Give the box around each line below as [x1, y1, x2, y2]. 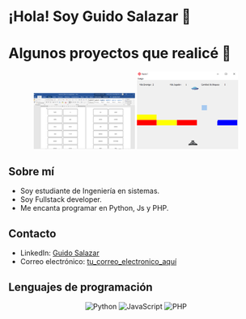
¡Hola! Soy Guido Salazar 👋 [8, 7, 192, 26]
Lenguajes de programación [8, 280, 153, 294]
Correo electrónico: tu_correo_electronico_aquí [19, 257, 177, 267]
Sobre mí [8, 165, 55, 178]
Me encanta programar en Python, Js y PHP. [19, 204, 169, 213]
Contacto [8, 226, 57, 241]
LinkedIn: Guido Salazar [19, 248, 100, 258]
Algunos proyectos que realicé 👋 [8, 44, 232, 63]
